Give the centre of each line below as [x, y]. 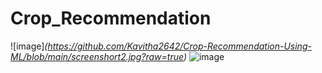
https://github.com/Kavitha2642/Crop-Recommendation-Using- [179, 46]
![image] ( [29, 46]
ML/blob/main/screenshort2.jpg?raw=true [97, 56]
